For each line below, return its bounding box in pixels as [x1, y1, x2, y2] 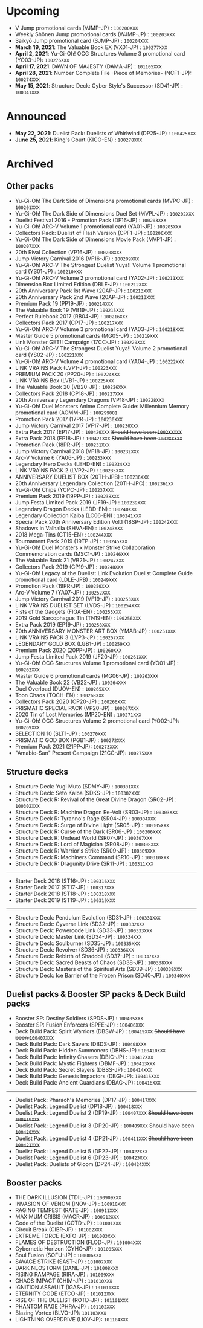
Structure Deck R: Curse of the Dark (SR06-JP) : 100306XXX [14, 828, 161, 835]
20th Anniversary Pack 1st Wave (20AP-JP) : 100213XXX [14, 287, 152, 294]
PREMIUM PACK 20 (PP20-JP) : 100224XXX [14, 370, 120, 378]
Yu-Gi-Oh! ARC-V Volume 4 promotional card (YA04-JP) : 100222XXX [14, 358, 184, 365]
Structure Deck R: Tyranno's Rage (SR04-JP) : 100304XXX [14, 814, 156, 822]
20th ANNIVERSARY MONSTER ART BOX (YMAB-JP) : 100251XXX [14, 627, 176, 634]
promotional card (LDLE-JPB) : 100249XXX [14, 576, 117, 583]
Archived [6, 157, 53, 171]
